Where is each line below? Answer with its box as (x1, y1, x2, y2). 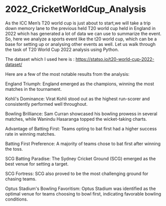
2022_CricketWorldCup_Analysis (5, 3, 147, 15)
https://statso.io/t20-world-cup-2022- (75, 56, 155, 62)
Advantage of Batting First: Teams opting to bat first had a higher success (5, 126, 157, 132)
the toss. (5, 146, 23, 152)
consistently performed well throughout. (5, 101, 88, 107)
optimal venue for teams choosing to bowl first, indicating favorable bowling (5, 191, 162, 197)
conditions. (5, 196, 28, 202)
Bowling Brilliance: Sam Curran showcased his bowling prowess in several (5, 111, 158, 117)
